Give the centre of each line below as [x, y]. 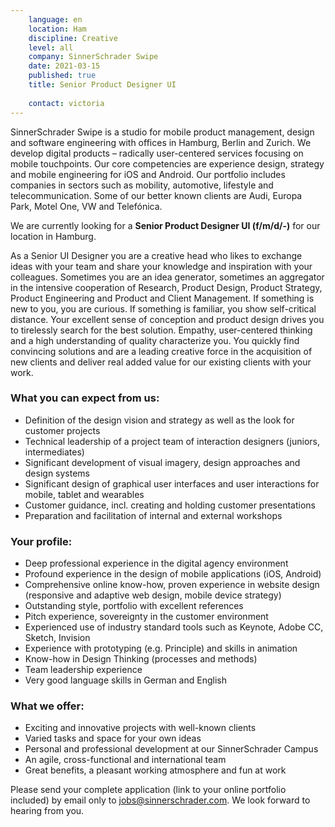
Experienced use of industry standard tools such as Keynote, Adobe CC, [174, 627]
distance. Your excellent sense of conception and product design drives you [167, 319]
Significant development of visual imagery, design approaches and [162, 462]
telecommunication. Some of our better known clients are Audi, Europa [156, 195]
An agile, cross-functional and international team [125, 760]
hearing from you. [47, 811]
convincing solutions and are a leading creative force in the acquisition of [161, 351]
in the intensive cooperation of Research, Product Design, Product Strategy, [166, 287]
